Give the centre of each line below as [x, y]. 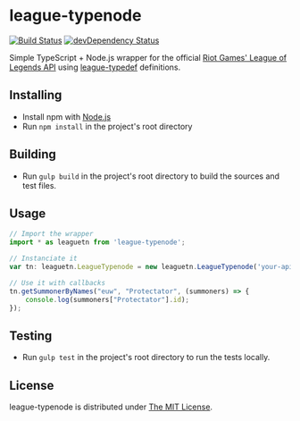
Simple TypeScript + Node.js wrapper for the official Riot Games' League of [148, 57]
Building [33, 154]
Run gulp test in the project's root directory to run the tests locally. [146, 358]
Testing [31, 336]
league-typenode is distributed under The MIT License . [111, 407]
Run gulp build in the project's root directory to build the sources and [150, 176]
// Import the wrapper [51, 234]
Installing [36, 95]
